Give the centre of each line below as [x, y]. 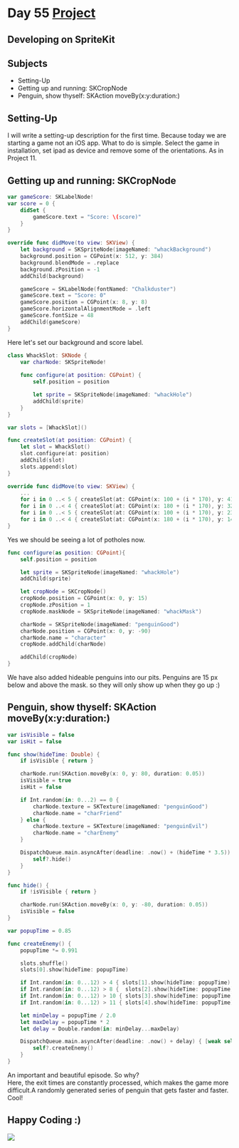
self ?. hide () [52, 859]
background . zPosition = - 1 [60, 269]
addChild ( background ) [52, 276]
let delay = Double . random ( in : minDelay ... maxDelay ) [100, 1029]
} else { [33, 820]
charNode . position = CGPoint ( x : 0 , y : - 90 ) [86, 631]
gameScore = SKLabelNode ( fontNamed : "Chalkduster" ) [98, 289]
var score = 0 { [31, 203]
